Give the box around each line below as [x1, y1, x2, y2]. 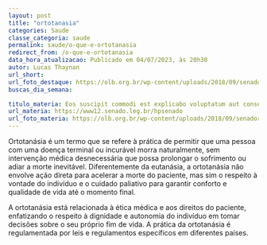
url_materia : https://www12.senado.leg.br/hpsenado [8, 107, 183, 115]
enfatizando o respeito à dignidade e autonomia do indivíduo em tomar [8, 212, 240, 220]
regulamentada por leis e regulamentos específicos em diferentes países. [8, 228, 249, 237]
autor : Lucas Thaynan [8, 64, 80, 72]
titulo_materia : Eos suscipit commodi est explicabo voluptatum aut [8, 100, 240, 108]
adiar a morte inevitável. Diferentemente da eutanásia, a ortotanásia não [8, 162, 244, 171]
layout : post [8, 11, 52, 20]
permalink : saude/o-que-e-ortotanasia [8, 41, 137, 49]
